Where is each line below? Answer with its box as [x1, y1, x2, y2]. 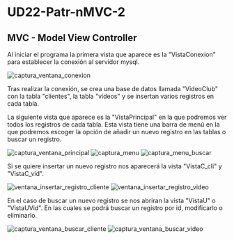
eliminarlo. [7, 211, 38, 219]
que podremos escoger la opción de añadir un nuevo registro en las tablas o [7, 128, 226, 136]
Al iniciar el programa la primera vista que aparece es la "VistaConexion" [7, 50, 216, 58]
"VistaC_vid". [7, 170, 44, 177]
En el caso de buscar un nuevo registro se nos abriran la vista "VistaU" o [7, 196, 216, 205]
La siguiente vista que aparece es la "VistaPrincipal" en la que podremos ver [7, 113, 227, 121]
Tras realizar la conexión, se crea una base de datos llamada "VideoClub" [7, 85, 218, 93]
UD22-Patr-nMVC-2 [7, 4, 126, 20]
